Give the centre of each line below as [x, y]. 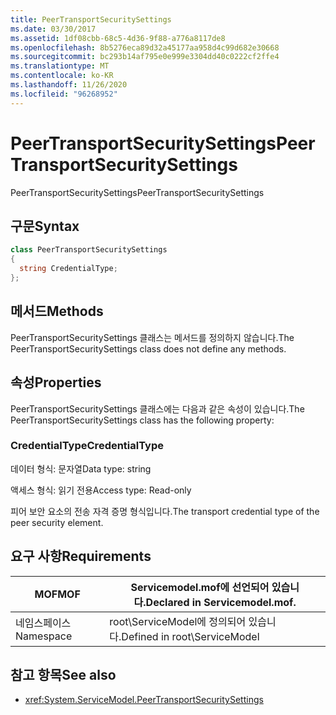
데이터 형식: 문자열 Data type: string [81, 468]
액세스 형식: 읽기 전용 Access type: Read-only [101, 490]
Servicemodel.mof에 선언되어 [200, 587]
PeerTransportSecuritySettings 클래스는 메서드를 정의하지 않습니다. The [152, 337]
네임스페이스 [43, 623]
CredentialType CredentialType [87, 446]
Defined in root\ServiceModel [190, 636]
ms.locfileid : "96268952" [64, 94]
